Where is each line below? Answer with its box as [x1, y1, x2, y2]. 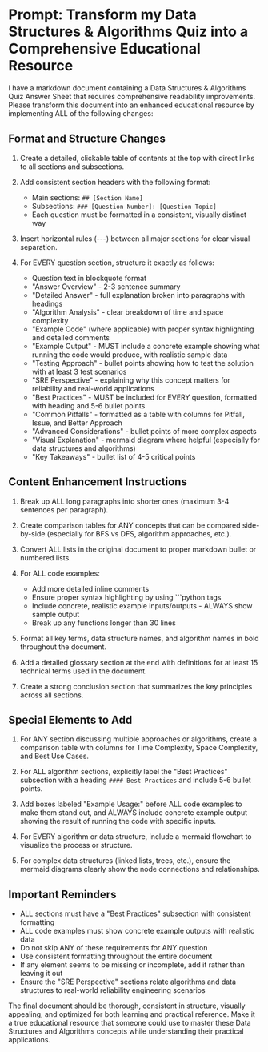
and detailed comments [31, 332, 110, 342]
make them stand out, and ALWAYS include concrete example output [19, 808, 248, 817]
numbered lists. [19, 552, 72, 562]
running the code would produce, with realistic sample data [31, 350, 228, 359]
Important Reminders [8, 887, 117, 901]
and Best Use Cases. [19, 751, 90, 761]
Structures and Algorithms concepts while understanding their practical [8, 1026, 244, 1036]
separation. [19, 242, 58, 251]
